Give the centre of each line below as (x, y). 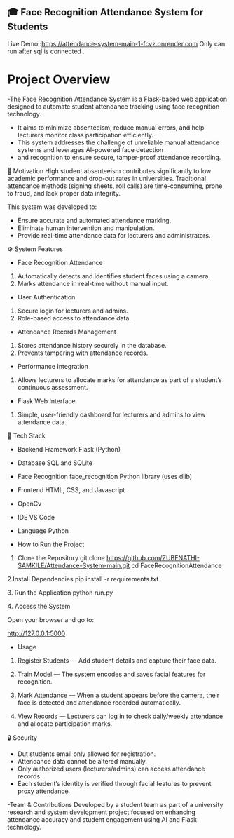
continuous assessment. (53, 387)
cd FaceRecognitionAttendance (177, 565)
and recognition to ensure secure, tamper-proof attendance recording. (119, 157)
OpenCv (29, 504)
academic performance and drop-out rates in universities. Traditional (107, 178)
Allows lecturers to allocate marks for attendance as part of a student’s (119, 380)
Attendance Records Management (67, 332)
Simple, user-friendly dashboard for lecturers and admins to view (111, 414)
